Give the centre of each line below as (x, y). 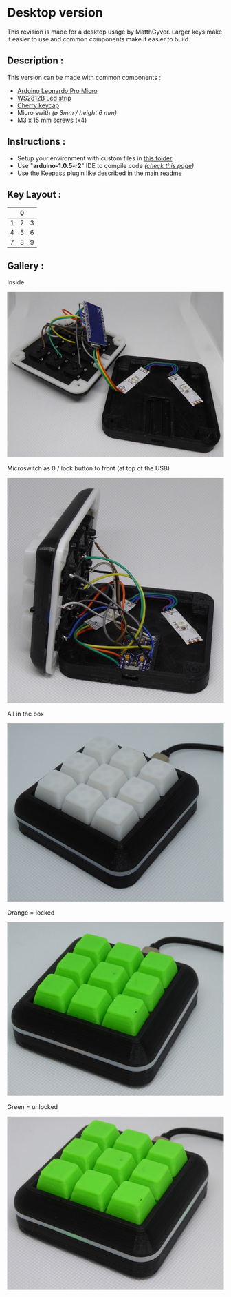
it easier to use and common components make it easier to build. (99, 39)
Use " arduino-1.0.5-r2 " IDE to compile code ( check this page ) (106, 165)
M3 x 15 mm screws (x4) (52, 120)
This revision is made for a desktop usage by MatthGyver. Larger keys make (115, 32)
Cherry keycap (38, 105)
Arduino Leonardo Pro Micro (57, 90)
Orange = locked (31, 913)
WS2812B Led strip (44, 98)
